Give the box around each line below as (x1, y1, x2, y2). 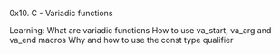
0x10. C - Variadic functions (9, 8, 113, 18)
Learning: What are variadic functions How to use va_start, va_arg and (9, 25, 272, 35)
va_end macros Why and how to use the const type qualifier (9, 35, 234, 45)
